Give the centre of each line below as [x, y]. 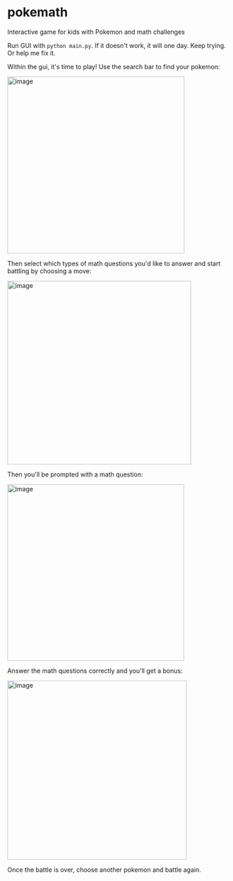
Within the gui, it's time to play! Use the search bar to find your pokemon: [114, 66]
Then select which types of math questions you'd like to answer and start [114, 263]
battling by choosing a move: [49, 271]
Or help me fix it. [31, 53]
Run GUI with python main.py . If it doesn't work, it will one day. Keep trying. [116, 45]
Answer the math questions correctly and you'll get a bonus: [95, 671]
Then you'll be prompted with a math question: [75, 474]
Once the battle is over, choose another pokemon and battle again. [104, 870]
